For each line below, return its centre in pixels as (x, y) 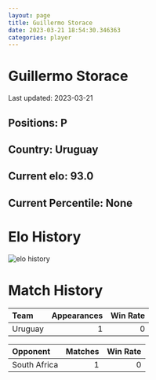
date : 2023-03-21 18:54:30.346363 (65, 30)
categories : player (40, 37)
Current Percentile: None (71, 203)
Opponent (31, 351)
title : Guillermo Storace (50, 23)
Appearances (77, 315)
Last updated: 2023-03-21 (51, 98)
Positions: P (38, 123)
